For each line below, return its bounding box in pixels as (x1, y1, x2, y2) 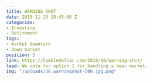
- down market (6, 47, 41, 53)
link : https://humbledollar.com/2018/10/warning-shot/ (6, 57, 143, 63)
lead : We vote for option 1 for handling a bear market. (6, 63, 148, 69)
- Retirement (6, 30, 38, 36)
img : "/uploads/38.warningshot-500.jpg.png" (6, 68, 117, 74)
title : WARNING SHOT (6, 8, 57, 15)
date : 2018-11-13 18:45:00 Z (6, 14, 77, 20)
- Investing (6, 25, 35, 31)
